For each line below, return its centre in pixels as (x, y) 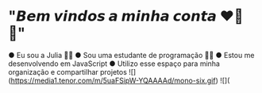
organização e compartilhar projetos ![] (72, 72)
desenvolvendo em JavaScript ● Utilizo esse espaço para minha (114, 64)
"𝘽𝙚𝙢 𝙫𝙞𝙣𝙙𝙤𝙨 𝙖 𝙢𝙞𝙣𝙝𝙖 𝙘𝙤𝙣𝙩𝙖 (112, 16)
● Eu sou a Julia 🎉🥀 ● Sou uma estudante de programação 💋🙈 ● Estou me (131, 55)
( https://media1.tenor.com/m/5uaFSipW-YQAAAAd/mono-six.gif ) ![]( (119, 80)
